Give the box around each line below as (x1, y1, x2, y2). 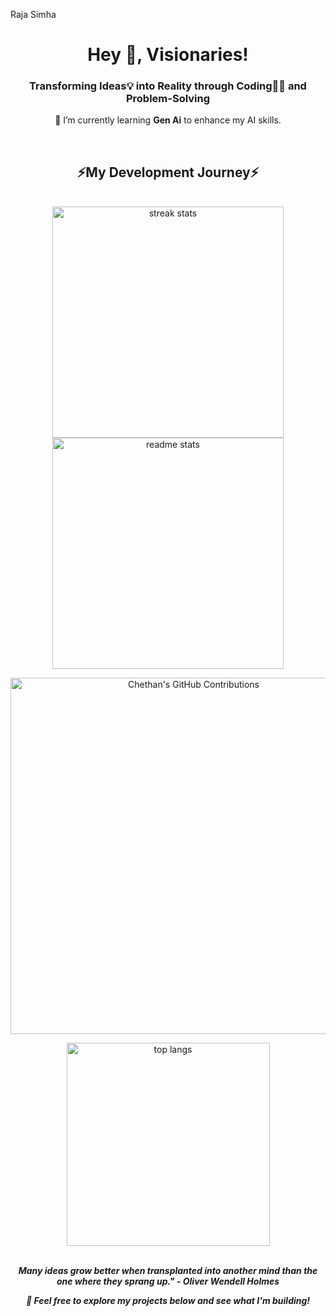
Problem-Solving (125, 92, 211, 106)
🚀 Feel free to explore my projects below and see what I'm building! (25, 1295, 311, 1307)
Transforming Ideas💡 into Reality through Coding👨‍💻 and (29, 79, 307, 93)
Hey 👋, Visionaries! (87, 44, 249, 66)
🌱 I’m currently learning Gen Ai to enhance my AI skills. (54, 114, 282, 126)
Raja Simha (10, 9, 57, 20)
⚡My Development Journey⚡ (76, 164, 260, 181)
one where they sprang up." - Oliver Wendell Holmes (56, 1275, 280, 1288)
